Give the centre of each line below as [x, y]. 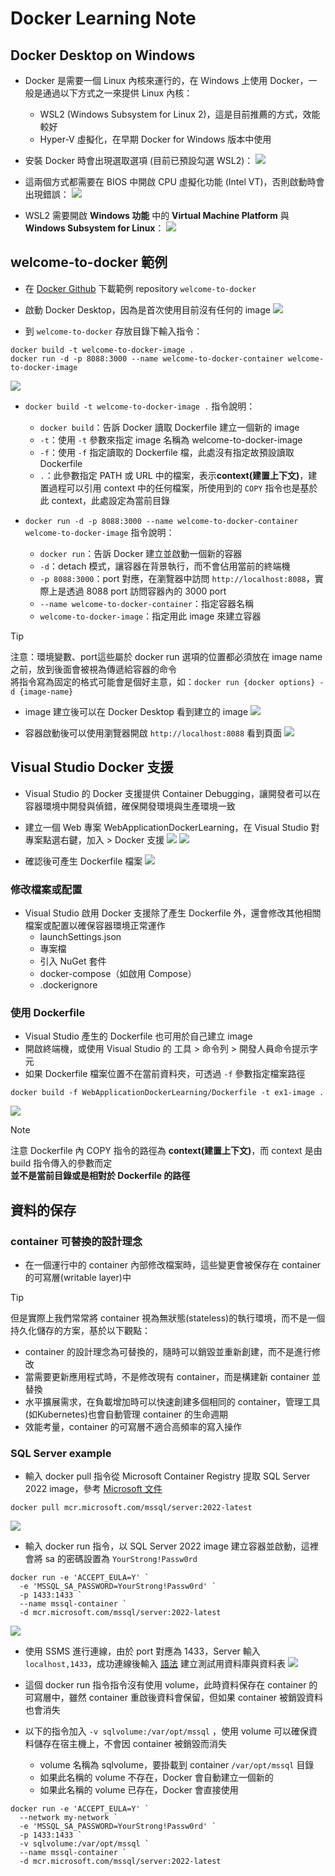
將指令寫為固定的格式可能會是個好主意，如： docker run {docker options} [163, 681]
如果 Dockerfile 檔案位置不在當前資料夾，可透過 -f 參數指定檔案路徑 [165, 1074]
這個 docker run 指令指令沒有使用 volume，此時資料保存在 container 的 [171, 1685]
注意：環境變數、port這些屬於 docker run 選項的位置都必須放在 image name [166, 656]
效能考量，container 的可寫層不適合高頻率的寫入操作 [133, 1426]
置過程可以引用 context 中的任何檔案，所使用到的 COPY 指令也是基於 [178, 488]
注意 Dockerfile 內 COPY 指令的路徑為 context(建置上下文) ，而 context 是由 [166, 1151]
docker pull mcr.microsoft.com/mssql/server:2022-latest [131, 1508]
